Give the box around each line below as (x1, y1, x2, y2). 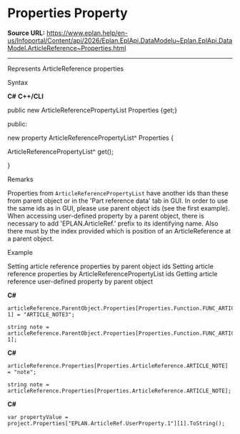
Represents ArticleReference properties (7, 64, 124, 73)
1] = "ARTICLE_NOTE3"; (7, 311, 75, 318)
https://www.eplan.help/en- (46, 29, 129, 37)
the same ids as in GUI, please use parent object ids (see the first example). (7, 203, 230, 212)
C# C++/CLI (7, 91, 44, 101)
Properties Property (7, 5, 129, 21)
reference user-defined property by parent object (7, 277, 154, 286)
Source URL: (7, 29, 45, 37)
